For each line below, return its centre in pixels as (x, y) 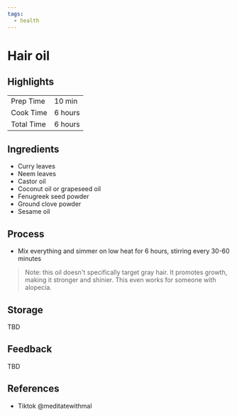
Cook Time (29, 112)
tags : (15, 14)
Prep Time (28, 101)
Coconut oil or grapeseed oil (59, 189)
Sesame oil (34, 212)
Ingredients (33, 149)
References (33, 389)
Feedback (30, 349)
